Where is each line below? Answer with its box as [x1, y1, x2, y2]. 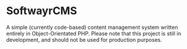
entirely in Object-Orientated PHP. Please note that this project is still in [6, 30, 181, 37]
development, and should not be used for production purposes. [6, 36, 163, 43]
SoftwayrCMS [6, 4, 78, 18]
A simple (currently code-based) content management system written [6, 24, 178, 31]
